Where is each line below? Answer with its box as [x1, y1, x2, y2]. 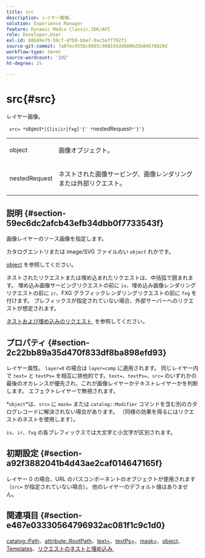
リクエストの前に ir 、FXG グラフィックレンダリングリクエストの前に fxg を [6, 289, 197, 297]
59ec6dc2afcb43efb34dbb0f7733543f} [6, 218, 164, 228]
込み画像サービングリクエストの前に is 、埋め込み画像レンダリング [28, 282, 196, 289]
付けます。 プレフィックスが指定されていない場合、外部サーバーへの [6, 297, 178, 304]
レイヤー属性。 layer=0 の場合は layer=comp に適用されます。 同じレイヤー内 [6, 364, 199, 372]
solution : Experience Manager [6, 20, 84, 26]
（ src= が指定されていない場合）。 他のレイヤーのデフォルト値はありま [6, 483, 183, 490]
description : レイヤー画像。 [6, 15, 74, 21]
